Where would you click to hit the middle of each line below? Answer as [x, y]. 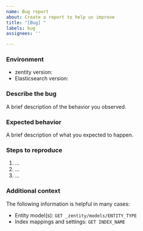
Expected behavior [34, 122]
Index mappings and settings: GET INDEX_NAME [70, 222]
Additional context [33, 191]
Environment [25, 60]
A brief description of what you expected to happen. [70, 135]
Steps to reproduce [34, 150]
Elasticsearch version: [42, 79]
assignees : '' [24, 34]
